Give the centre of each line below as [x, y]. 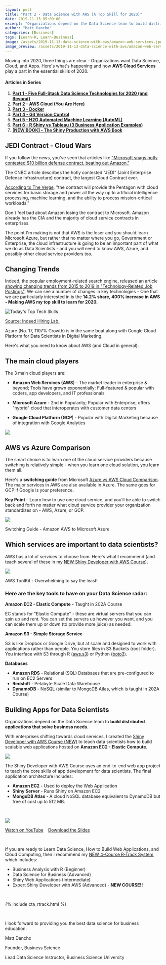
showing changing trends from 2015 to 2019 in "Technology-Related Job [79, 286]
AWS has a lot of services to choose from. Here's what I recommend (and [80, 556]
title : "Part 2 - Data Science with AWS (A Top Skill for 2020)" [74, 14]
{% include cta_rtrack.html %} [36, 904]
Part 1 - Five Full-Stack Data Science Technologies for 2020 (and [80, 93]
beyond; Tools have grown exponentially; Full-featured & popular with [83, 388]
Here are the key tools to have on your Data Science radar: [76, 593]
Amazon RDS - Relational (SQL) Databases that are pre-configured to [83, 673]
